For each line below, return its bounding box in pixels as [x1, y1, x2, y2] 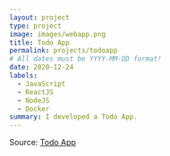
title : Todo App [9, 37, 70, 47]
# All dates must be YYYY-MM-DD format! [9, 54, 163, 63]
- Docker [17, 104, 50, 113]
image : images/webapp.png [9, 29, 106, 38]
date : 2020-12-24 [9, 63, 74, 72]
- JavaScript [17, 79, 66, 88]
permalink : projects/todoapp [9, 46, 118, 55]
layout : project [9, 12, 70, 22]
